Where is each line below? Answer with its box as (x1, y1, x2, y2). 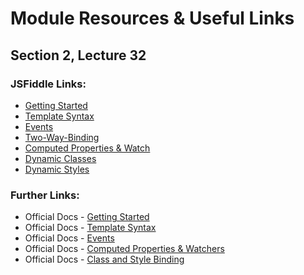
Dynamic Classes (24, 152, 97, 164)
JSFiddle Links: (10, 77, 87, 91)
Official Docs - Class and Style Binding (24, 253, 185, 266)
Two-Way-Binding (24, 131, 100, 143)
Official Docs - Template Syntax (24, 222, 157, 234)
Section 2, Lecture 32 (10, 47, 147, 64)
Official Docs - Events (24, 232, 115, 244)
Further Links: (10, 188, 80, 202)
